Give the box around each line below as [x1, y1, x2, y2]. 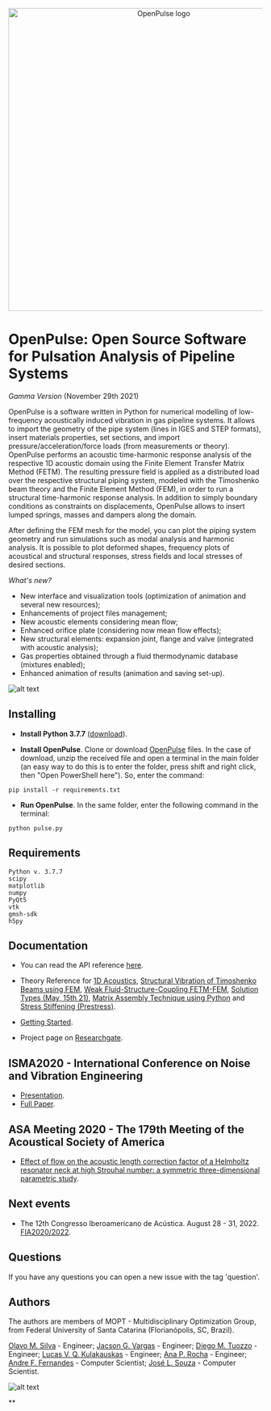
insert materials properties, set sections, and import [8, 432, 180, 442]
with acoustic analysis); [19, 642, 99, 652]
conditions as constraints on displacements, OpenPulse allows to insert [8, 501, 245, 510]
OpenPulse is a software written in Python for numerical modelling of [8, 406, 238, 416]
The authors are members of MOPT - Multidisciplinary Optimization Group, [8, 1317, 256, 1326]
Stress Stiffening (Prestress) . [19, 1002, 116, 1011]
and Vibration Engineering [8, 1069, 144, 1082]
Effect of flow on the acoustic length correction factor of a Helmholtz [19, 1157, 250, 1166]
